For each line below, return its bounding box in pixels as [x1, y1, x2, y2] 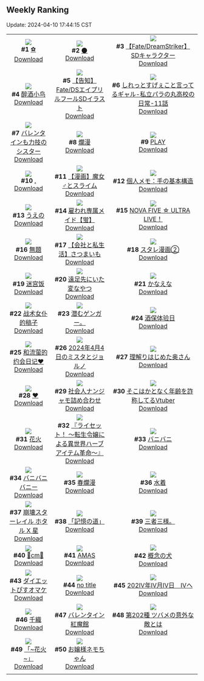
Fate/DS [56, 85, 80, 94]
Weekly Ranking [6, 5, 69, 15]
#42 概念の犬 [134, 551, 172, 560]
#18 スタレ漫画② [126, 245, 180, 253]
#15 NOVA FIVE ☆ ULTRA [116, 206, 191, 214]
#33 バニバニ [134, 435, 172, 443]
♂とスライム [62, 181, 98, 189]
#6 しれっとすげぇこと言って [112, 80, 194, 89]
